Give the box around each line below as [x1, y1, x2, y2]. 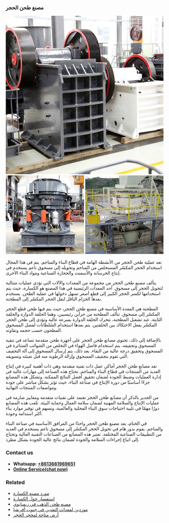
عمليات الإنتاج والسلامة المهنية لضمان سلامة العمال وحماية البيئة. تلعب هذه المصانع [6, 400, 160, 406]
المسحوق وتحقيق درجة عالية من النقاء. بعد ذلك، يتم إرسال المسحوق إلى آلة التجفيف [6, 348, 163, 354]
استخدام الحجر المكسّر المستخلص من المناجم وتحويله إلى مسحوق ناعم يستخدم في [6, 265, 162, 271]
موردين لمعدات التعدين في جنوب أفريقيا [13, 506, 88, 512]
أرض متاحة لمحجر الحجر [13, 511, 59, 518]
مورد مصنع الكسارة [13, 490, 49, 496]
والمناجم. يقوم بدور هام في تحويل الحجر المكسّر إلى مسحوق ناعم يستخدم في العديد [6, 426, 163, 432]
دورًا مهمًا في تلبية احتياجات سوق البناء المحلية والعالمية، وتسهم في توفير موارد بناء [6, 405, 159, 412]
